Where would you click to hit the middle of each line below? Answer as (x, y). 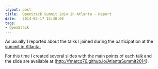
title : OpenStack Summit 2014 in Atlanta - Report (58, 14)
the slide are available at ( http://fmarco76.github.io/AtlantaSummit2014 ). (77, 61)
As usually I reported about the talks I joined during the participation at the (79, 41)
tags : (10, 23)
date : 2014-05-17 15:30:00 (34, 18)
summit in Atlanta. (23, 47)
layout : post (18, 9)
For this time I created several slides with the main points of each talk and (78, 56)
